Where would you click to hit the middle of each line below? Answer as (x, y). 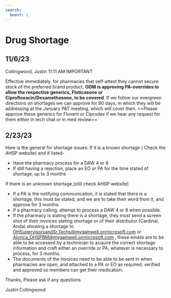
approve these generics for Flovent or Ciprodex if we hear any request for (83, 114)
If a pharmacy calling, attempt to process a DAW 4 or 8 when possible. (87, 210)
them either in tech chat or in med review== (52, 119)
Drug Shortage (37, 40)
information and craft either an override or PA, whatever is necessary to (88, 248)
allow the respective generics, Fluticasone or (54, 92)
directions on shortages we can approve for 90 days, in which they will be (83, 103)
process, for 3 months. (36, 253)
